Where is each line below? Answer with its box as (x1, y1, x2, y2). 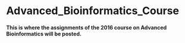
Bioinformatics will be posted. (6, 30, 82, 37)
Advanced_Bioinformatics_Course (6, 4, 180, 18)
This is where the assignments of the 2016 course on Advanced (6, 24, 167, 31)
